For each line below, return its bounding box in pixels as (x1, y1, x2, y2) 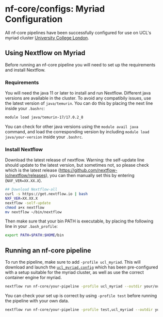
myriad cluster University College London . (5, 35, 89, 41)
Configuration (5, 14, 63, 25)
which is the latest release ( (5, 167, 60, 173)
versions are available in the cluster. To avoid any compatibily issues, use (5, 95, 151, 101)
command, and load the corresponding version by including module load (5, 128, 149, 134)
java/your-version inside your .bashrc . (5, 134, 83, 140)
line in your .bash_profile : (5, 223, 58, 229)
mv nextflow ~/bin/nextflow (5, 209, 62, 214)
